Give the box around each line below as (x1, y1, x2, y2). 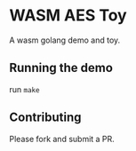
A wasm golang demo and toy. (9, 35, 121, 45)
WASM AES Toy (9, 5, 127, 26)
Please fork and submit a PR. (9, 133, 116, 144)
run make (9, 83, 40, 94)
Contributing (9, 110, 82, 125)
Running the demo (9, 60, 114, 75)
